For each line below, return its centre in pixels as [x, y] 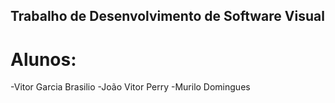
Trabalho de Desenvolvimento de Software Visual [167, 16]
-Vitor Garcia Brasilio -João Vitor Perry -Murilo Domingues [130, 87]
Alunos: [43, 59]
